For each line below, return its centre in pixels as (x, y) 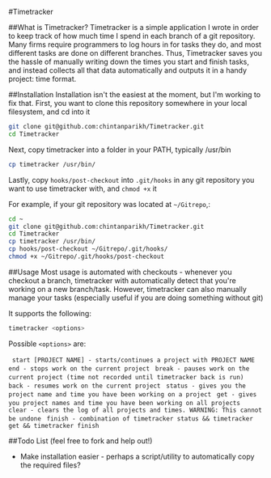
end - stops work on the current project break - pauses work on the (129, 368)
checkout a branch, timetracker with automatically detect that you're (122, 280)
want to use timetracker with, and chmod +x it (83, 188)
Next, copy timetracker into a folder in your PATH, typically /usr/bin (120, 150)
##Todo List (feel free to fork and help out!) (80, 441)
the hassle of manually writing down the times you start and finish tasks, (129, 61)
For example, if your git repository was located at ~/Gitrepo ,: (110, 204)
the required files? (50, 465)
